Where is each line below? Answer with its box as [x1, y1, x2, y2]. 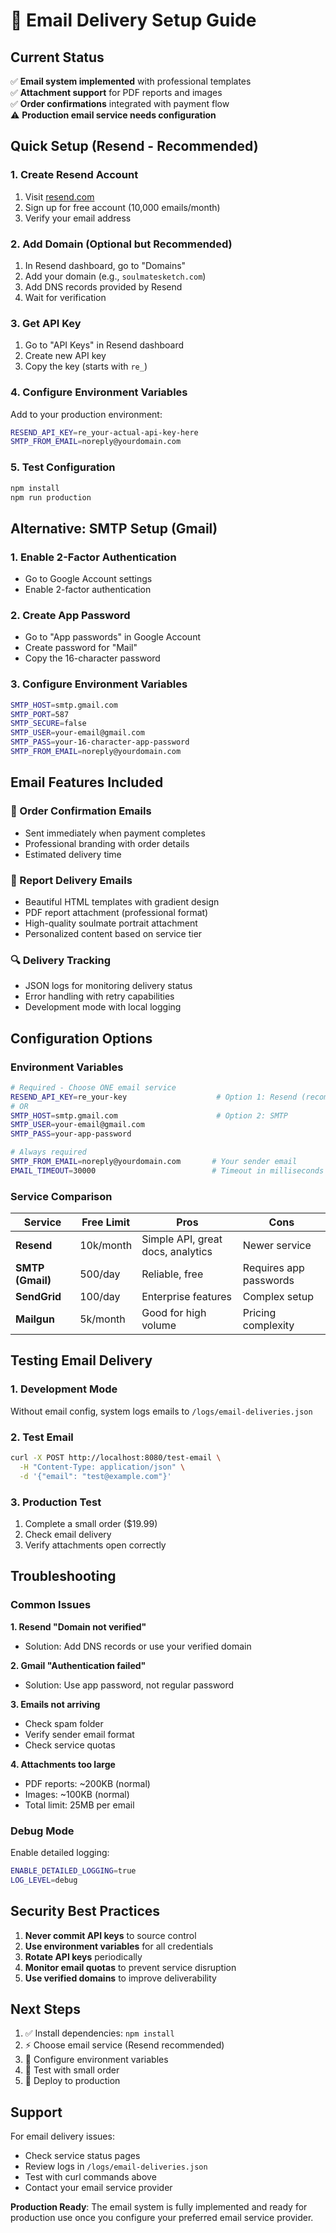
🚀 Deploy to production [24, 2075, 121, 2087]
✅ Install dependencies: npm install [24, 2027, 175, 2039]
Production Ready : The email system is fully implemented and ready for [10, 2201, 308, 2213]
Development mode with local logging [24, 1001, 182, 1013]
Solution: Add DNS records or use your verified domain [24, 1640, 252, 1652]
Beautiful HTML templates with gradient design [24, 895, 220, 908]
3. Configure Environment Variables [10, 677, 188, 691]
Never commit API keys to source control [24, 1929, 197, 1941]
